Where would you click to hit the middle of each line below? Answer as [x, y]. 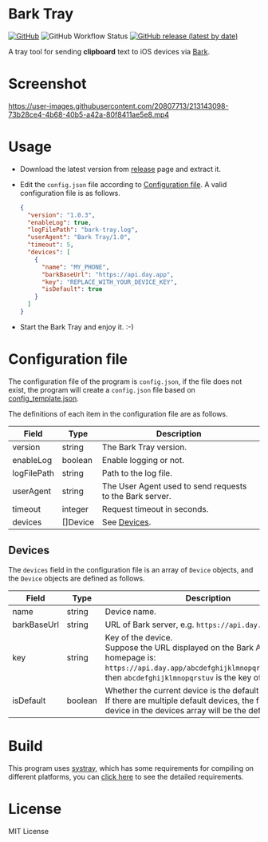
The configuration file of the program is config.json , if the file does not [125, 381]
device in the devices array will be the [176, 710]
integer [75, 509]
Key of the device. [139, 637]
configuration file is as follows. [70, 193]
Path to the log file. [138, 473]
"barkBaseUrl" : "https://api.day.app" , [107, 274]
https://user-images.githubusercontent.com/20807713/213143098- [118, 106]
